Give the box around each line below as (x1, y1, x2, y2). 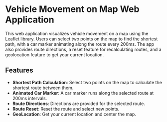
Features (5, 66, 33, 75)
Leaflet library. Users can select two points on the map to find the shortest (5, 36, 158, 42)
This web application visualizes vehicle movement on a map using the (5, 30, 149, 36)
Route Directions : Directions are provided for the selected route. (12, 101, 146, 107)
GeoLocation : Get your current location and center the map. (12, 111, 136, 117)
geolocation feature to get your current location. (5, 51, 104, 58)
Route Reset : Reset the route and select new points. (12, 106, 120, 112)
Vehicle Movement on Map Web (5, 3, 140, 15)
